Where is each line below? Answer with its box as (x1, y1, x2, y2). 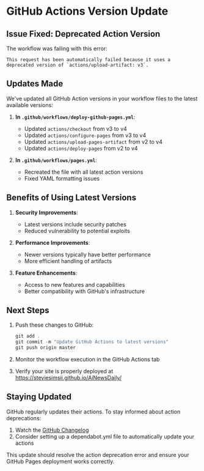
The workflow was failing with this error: (6, 45, 108, 52)
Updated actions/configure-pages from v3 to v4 (24, 132, 147, 139)
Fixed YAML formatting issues (24, 174, 100, 182)
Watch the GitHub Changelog (15, 426, 89, 434)
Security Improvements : (15, 209, 78, 216)
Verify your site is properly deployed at (15, 368, 114, 375)
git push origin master (15, 344, 76, 351)
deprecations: (6, 414, 42, 421)
